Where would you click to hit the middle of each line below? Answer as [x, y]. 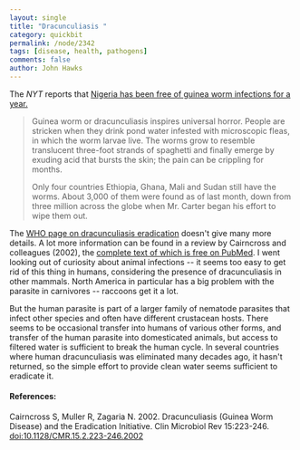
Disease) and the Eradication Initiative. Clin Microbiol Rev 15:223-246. [140, 426]
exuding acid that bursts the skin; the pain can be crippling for [148, 159]
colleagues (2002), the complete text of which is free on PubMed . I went [145, 252]
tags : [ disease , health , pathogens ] [78, 52]
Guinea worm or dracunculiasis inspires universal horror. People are [158, 121]
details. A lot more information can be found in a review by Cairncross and [148, 243]
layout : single [38, 18]
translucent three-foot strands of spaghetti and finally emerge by [153, 149]
